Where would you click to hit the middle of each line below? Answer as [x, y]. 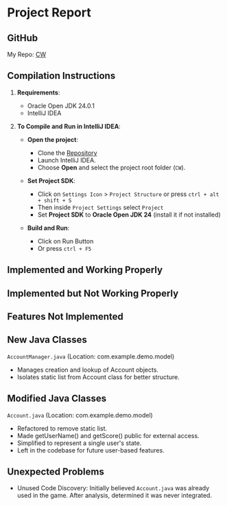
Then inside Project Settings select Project [100, 207]
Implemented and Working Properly [85, 270]
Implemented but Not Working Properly [93, 293]
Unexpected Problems [56, 472]
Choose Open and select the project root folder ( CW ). [111, 167]
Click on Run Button [65, 241]
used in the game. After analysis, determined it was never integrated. [115, 496]
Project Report [49, 13]
